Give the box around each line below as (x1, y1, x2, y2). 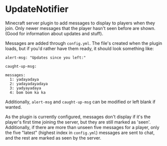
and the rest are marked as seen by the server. (5, 135, 101, 141)
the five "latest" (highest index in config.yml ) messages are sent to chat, (5, 130, 155, 136)
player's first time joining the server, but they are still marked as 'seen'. (5, 119, 151, 125)
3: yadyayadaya (9, 86, 41, 91)
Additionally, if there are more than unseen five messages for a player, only (5, 124, 159, 130)
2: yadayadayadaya (9, 81, 48, 86)
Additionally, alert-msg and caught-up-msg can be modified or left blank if (5, 99, 156, 105)
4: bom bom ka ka (9, 90, 46, 95)
